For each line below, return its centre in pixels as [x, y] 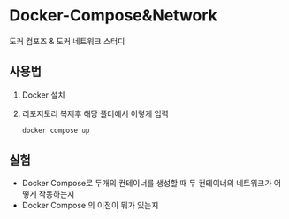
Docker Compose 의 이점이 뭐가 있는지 [90, 206]
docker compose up [56, 130]
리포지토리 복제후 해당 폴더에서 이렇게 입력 [95, 113]
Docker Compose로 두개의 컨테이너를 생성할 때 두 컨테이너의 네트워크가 [147, 184]
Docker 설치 [43, 95]
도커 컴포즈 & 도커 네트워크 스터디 [67, 41]
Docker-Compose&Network [114, 16]
